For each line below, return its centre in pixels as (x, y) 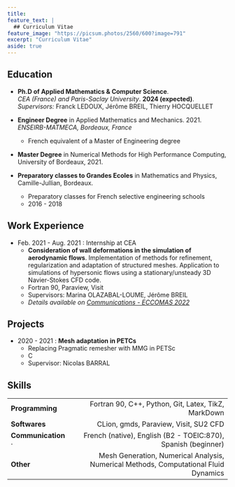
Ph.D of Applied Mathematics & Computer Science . (93, 91)
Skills (19, 385)
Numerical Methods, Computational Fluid (157, 465)
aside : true (24, 46)
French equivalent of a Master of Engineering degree (104, 141)
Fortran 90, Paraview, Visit (65, 287)
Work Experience (46, 226)
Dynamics (208, 473)
